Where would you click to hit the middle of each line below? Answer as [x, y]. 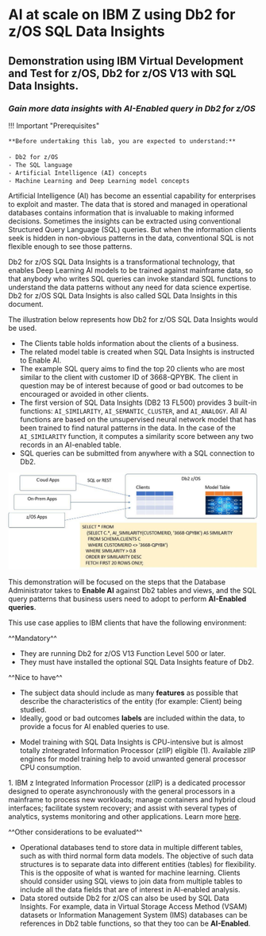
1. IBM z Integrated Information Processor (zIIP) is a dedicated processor [127, 783]
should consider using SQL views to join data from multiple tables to [131, 881]
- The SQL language [40, 165]
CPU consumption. [50, 767]
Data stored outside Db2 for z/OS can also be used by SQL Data [124, 898]
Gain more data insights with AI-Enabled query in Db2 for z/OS [132, 108]
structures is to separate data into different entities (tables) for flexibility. [138, 864]
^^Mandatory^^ [33, 639]
